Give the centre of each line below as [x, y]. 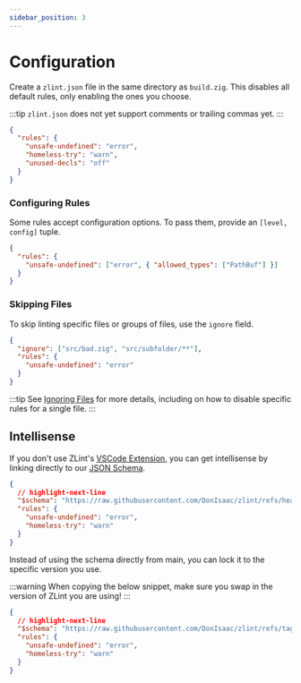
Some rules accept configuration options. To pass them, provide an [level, [149, 222]
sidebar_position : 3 [48, 17]
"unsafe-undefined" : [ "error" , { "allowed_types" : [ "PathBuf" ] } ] [152, 265]
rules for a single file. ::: [52, 408]
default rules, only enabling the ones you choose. [100, 96]
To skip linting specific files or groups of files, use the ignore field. [131, 324]
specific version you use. [56, 568]
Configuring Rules [50, 202]
